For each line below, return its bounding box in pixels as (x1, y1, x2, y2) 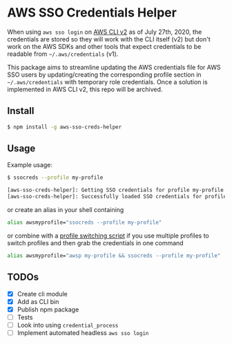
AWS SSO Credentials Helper (7, 5, 177, 21)
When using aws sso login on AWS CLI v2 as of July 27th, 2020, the (7, 28, 202, 36)
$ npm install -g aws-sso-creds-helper (7, 123, 122, 131)
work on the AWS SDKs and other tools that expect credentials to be (7, 42, 202, 50)
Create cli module (17, 289, 68, 298)
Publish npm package (17, 305, 79, 314)
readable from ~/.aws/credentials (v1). (7, 50, 119, 58)
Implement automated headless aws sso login (17, 328, 149, 336)
